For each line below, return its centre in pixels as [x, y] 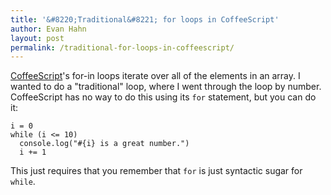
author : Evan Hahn [48, 29]
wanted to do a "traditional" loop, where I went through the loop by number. [166, 87]
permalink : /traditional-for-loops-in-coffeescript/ [122, 47]
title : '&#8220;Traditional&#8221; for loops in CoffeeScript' [145, 19]
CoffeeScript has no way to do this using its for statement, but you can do [163, 97]
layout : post [37, 38]
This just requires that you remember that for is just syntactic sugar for [156, 171]
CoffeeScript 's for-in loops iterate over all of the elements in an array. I [155, 76]
